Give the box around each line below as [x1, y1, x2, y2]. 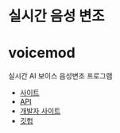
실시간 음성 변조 [8, 7, 105, 25]
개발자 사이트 [19, 106, 61, 116]
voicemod [8, 44, 75, 62]
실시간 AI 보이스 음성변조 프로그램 [8, 71, 113, 81]
